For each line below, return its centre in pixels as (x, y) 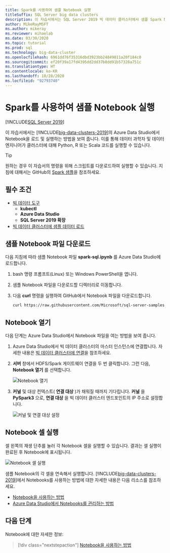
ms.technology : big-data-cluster (40, 52)
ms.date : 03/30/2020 (27, 39)
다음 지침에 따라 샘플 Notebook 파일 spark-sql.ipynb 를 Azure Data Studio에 (83, 257)
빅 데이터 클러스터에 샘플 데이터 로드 (48, 226)
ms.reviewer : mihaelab (29, 34)
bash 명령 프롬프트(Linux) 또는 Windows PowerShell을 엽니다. (75, 274)
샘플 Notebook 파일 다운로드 (48, 243)
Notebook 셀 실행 (32, 432)
